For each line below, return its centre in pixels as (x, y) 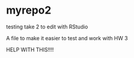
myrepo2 (29, 10)
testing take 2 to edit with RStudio (47, 27)
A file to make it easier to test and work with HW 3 (67, 38)
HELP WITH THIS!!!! (30, 49)
